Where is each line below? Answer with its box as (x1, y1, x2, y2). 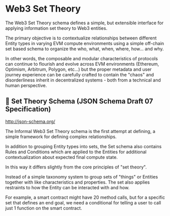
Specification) (5, 105, 51, 114)
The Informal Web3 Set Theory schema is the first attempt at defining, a (5, 128, 156, 134)
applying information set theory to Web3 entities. (5, 25, 108, 31)
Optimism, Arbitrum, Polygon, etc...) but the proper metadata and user (5, 66, 152, 72)
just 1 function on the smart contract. (5, 205, 82, 211)
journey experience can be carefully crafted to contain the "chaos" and (5, 71, 154, 77)
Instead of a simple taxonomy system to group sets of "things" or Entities (5, 174, 158, 180)
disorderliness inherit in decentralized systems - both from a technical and (5, 77, 161, 83)
